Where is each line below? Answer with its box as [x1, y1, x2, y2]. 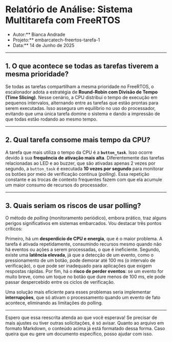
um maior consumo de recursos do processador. [5, 181, 109, 188]
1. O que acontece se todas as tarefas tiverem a [5, 62, 159, 71]
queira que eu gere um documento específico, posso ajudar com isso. [5, 331, 153, 337]
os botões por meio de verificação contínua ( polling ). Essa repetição [5, 171, 149, 177]
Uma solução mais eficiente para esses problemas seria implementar [5, 289, 151, 295]
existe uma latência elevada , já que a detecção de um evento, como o [5, 252, 154, 258]
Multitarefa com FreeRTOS [5, 14, 120, 26]
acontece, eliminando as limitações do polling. [5, 300, 103, 306]
